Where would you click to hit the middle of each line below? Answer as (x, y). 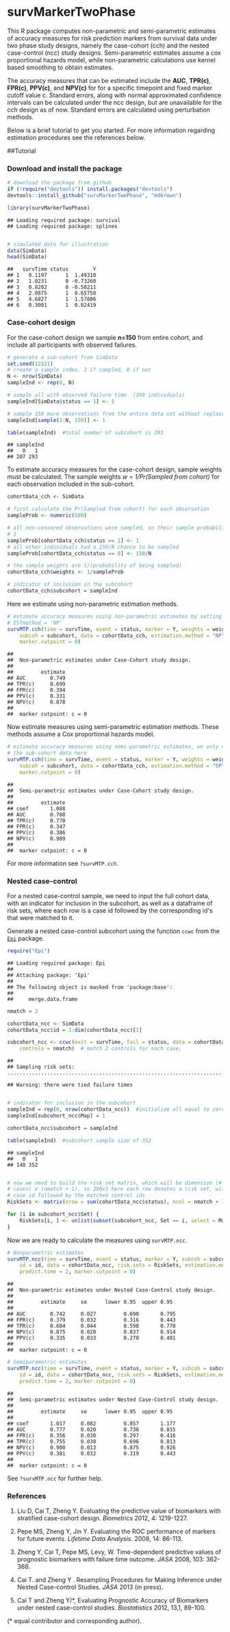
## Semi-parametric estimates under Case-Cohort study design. (101, 791)
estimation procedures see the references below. (76, 137)
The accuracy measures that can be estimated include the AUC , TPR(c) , (109, 80)
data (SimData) (27, 251)
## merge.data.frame (42, 999)
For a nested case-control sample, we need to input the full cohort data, (108, 895)
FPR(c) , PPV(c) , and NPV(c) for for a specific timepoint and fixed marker (110, 88)
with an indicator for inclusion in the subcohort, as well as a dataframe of (110, 903)
